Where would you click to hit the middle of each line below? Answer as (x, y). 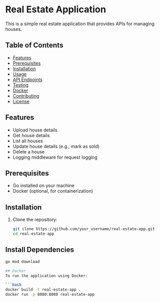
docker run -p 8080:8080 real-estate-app (50, 295)
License (21, 101)
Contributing (26, 96)
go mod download (22, 261)
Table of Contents (35, 45)
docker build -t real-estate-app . (43, 290)
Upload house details (35, 130)
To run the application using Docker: (47, 276)
